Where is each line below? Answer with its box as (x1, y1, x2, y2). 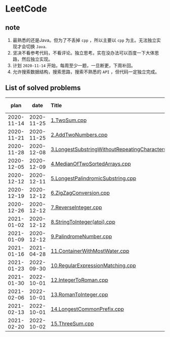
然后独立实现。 (21, 56, 53, 62)
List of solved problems (5, 84, 81, 92)
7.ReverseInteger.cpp (50, 204, 102, 211)
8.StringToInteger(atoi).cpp (50, 218, 115, 225)
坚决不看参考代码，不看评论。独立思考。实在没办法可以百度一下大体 (12, 50, 155, 56)
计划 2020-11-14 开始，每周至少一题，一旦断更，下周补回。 (12, 63, 136, 68)
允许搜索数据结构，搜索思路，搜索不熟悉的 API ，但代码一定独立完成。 (12, 69, 160, 75)
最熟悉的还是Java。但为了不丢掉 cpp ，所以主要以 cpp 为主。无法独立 (12, 37, 157, 43)
